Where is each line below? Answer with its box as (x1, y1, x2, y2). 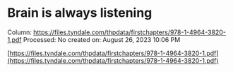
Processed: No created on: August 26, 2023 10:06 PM (23, 35, 181, 43)
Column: (7, 28, 32, 36)
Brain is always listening (7, 5, 153, 21)
